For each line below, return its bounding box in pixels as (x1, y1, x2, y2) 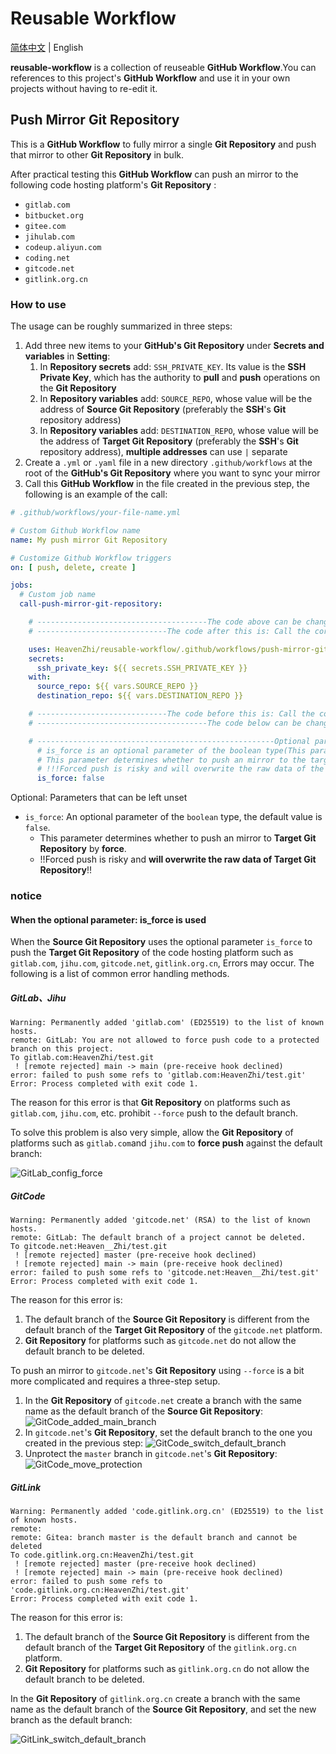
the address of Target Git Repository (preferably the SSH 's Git (39, 435, 299, 447)
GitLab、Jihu (10, 992, 67, 1004)
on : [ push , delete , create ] (10, 562, 137, 572)
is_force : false (36, 773, 105, 784)
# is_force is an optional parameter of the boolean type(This (36, 745, 307, 756)
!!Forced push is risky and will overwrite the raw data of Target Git (39, 853, 317, 866)
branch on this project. (10, 1044, 114, 1054)
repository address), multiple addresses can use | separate (39, 446, 288, 458)
